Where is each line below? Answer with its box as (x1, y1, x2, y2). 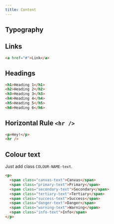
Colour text (5, 150, 40, 159)
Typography (5, 26, 43, 34)
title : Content (5, 7, 37, 12)
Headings (5, 69, 36, 78)
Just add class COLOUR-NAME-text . (5, 164, 73, 170)
